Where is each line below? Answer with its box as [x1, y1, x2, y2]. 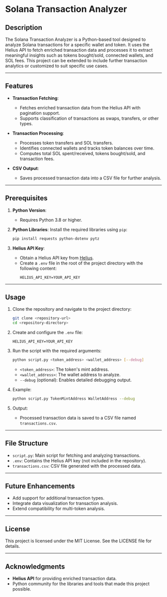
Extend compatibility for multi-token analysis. [12, 506, 105, 512]
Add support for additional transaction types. [12, 495, 105, 501]
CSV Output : [12, 165, 39, 171]
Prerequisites [5, 194, 48, 202]
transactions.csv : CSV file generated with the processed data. [12, 463, 142, 469]
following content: [19, 265, 57, 271]
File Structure [5, 439, 48, 448]
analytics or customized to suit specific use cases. [5, 63, 108, 69]
